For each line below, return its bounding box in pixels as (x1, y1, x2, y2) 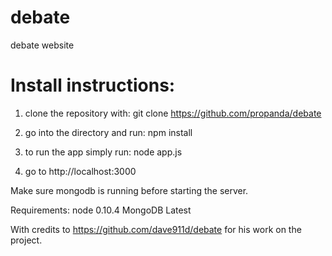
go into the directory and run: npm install (24, 126, 193, 138)
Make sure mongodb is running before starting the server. (10, 184, 249, 196)
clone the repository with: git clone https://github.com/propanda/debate (24, 107, 322, 119)
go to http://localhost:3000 (24, 165, 137, 177)
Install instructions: (10, 74, 176, 97)
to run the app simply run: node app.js (24, 146, 183, 158)
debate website (10, 39, 75, 51)
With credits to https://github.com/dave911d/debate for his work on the (10, 223, 302, 235)
